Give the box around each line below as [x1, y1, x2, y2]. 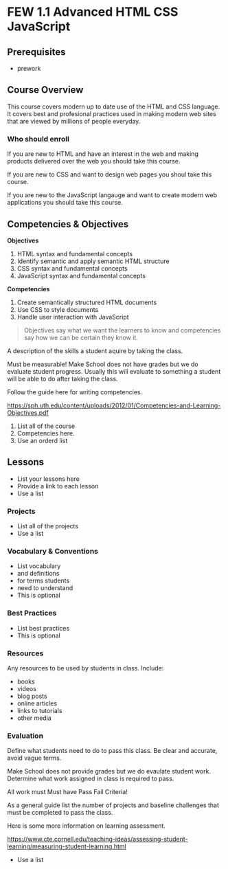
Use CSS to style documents [16, 305, 99, 313]
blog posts [16, 692, 47, 700]
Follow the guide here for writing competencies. [7, 387, 143, 396]
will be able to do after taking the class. [7, 374, 118, 383]
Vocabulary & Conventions [7, 546, 98, 556]
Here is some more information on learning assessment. [7, 822, 166, 830]
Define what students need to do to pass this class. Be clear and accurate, [7, 747, 218, 755]
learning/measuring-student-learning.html [7, 842, 126, 850]
